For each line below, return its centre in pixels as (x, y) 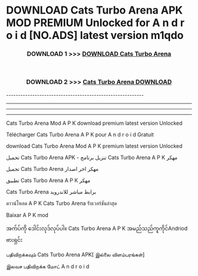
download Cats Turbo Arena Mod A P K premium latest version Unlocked (94, 146)
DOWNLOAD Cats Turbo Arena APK (95, 10)
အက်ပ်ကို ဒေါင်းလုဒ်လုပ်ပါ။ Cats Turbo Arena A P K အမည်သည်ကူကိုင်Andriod (97, 228)
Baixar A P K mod (27, 215)
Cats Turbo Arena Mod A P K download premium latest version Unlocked (94, 123)
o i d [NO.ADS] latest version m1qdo (95, 35)
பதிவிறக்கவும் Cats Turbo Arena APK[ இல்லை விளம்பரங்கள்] (75, 254)
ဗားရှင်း (14, 239)
